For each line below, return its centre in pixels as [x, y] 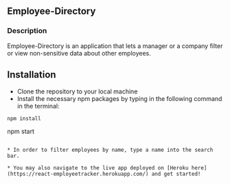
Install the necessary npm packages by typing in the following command [119, 98]
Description [27, 31]
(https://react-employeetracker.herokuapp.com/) [78, 174]
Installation [32, 75]
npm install [24, 118]
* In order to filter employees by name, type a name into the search [110, 150]
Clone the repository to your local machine [77, 91]
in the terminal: [38, 106]
